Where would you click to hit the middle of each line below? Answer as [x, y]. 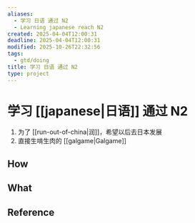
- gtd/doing [32, 61]
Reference [31, 212]
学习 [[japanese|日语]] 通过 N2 [97, 111]
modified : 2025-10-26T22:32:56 [54, 47]
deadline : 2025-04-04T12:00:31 [54, 41]
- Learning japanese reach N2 [59, 27]
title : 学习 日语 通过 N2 [43, 67]
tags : [15, 54]
